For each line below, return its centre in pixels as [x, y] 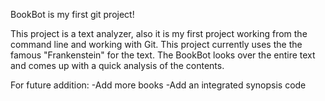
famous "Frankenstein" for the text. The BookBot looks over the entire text [163, 55]
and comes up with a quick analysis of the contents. [117, 65]
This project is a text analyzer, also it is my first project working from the [159, 33]
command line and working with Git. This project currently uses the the [156, 44]
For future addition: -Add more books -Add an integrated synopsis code [158, 85]
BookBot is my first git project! [72, 14]
